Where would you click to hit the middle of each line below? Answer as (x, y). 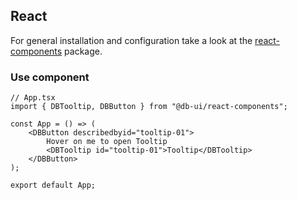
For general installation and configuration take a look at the (131, 40)
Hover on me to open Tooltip (107, 142)
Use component (50, 77)
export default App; (53, 185)
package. (83, 51)
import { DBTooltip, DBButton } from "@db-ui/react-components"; (149, 107)
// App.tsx (33, 98)
